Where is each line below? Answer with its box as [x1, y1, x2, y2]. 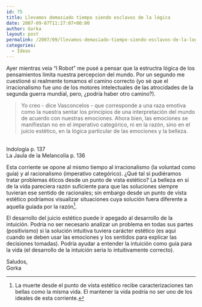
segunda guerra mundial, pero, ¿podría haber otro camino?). [6, 90, 156, 97]
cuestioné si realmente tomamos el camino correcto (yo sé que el [6, 77, 168, 84]
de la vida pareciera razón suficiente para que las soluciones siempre [6, 182, 179, 190]
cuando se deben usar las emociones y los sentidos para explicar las [6, 234, 177, 241]
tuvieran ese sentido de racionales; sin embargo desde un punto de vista [6, 189, 187, 196]
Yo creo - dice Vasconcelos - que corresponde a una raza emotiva [20, 102, 186, 109]
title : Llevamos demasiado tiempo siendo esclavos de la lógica [6, 14, 171, 20]
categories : [6, 43, 36, 49]
